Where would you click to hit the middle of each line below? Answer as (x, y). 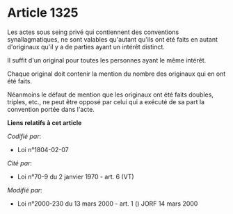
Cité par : (20, 163)
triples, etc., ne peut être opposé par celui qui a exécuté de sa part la (106, 101)
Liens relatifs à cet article (45, 122)
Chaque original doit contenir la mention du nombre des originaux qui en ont (116, 74)
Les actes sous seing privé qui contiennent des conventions (93, 32)
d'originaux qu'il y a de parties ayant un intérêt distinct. (86, 47)
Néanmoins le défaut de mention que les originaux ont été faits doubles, (111, 94)
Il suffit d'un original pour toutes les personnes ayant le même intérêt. (107, 60)
